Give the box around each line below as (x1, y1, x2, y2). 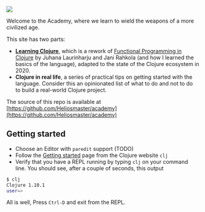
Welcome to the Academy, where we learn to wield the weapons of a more (6, 17, 195, 24)
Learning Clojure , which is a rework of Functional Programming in (15, 48, 182, 54)
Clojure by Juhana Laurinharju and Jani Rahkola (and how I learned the (15, 54, 194, 61)
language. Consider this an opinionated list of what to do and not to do (15, 80, 193, 87)
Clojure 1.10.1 (6, 182, 45, 188)
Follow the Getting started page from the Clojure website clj (15, 152, 168, 159)
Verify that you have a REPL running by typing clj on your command (15, 158, 188, 165)
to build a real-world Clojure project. (15, 86, 107, 93)
